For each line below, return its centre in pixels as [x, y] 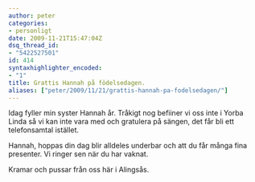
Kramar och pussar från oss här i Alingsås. [79, 170]
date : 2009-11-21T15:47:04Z [56, 38]
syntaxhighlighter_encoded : [56, 68]
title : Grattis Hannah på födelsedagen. [77, 83]
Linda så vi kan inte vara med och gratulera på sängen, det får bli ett [121, 122]
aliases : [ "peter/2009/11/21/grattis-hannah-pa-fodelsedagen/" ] [118, 90]
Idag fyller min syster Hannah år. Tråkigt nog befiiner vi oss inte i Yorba [126, 113]
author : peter [32, 16]
